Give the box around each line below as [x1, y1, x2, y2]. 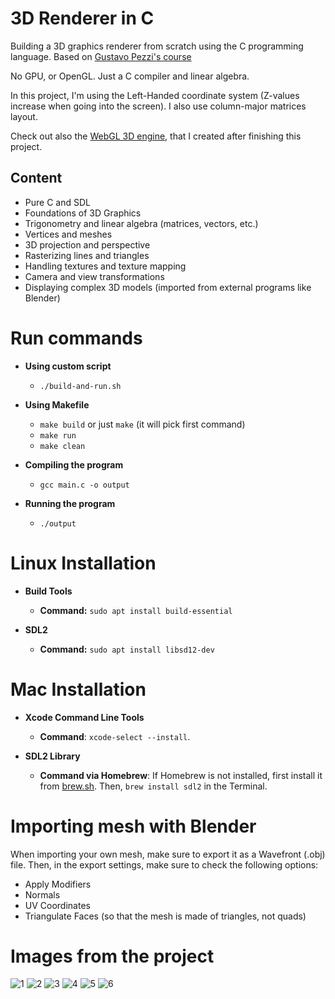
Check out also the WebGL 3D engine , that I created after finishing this [10, 130, 302, 142]
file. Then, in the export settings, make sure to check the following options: [10, 858, 319, 871]
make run [39, 430, 77, 441]
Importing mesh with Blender [10, 815, 257, 837]
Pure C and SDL [24, 196, 91, 208]
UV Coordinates [24, 899, 91, 911]
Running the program [24, 497, 116, 509]
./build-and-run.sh [39, 381, 122, 391]
